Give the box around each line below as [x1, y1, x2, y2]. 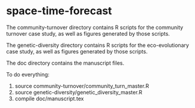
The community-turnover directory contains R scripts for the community [6, 24, 184, 31]
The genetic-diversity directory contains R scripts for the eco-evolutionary [6, 42, 190, 49]
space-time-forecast [6, 4, 112, 18]
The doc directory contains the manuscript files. [6, 59, 125, 66]
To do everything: [6, 71, 49, 78]
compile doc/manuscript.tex [14, 95, 84, 102]
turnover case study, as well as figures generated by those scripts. [6, 30, 170, 37]
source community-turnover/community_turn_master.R [14, 82, 149, 90]
